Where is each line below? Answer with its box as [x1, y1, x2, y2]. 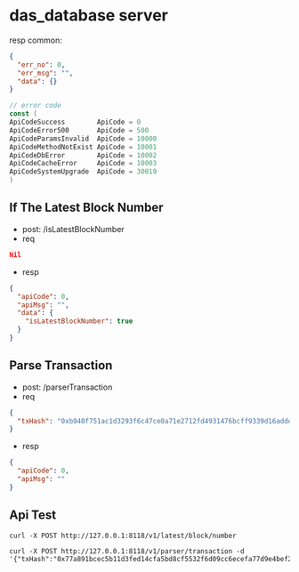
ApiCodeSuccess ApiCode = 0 [9, 117, 141, 127]
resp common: [9, 35, 62, 45]
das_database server [9, 5, 169, 26]
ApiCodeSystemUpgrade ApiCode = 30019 [9, 167, 158, 176]
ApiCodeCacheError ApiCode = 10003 [9, 159, 158, 168]
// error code [9, 101, 62, 110]
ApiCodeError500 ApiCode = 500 [9, 125, 149, 134]
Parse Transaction [9, 358, 113, 374]
